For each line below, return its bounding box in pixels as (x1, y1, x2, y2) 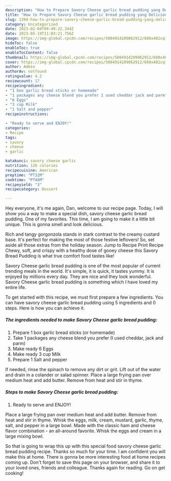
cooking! (5, 470, 24, 476)
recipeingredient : (5, 83, 44, 88)
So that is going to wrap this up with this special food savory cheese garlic (5, 443, 161, 449)
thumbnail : (5, 54, 28, 60)
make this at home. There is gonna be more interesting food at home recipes (5, 454, 166, 460)
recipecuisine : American (5, 167, 58, 173)
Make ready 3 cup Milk (12, 351, 61, 357)
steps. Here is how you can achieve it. (5, 305, 85, 311)
